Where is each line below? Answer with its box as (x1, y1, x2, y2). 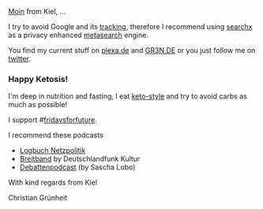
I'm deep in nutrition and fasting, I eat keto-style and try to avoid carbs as (8, 91, 247, 101)
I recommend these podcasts (8, 130, 104, 140)
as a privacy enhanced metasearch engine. (8, 31, 148, 39)
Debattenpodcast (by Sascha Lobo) (19, 162, 136, 172)
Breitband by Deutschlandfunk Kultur (19, 154, 141, 164)
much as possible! (8, 100, 68, 110)
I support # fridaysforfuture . (8, 115, 97, 125)
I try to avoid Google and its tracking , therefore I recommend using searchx (8, 22, 253, 31)
